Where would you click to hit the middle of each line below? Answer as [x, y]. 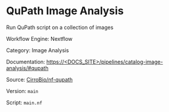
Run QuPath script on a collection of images [60, 27]
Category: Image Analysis [38, 50]
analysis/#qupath [27, 68]
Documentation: [26, 62]
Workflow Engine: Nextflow [39, 39]
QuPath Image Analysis [65, 11]
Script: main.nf [24, 103]
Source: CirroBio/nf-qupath [39, 79]
